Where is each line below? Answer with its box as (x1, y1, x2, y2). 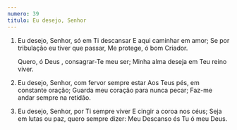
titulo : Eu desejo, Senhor (7, 17, 87, 24)
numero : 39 (7, 10, 39, 18)
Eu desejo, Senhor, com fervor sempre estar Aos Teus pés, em (17, 78, 200, 86)
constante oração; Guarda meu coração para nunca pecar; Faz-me (17, 86, 213, 94)
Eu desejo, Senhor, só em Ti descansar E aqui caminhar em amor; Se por (17, 36, 230, 44)
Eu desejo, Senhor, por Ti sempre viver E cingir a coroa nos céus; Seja (17, 107, 222, 115)
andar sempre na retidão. (17, 93, 92, 102)
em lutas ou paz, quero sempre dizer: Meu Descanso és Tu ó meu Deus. (17, 114, 228, 123)
